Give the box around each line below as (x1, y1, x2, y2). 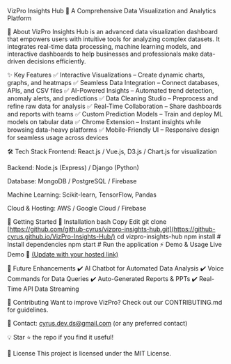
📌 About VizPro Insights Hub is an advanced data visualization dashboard (7, 28, 218, 36)
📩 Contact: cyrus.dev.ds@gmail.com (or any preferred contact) (7, 319, 188, 327)
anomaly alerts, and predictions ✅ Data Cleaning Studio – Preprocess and (7, 94, 218, 103)
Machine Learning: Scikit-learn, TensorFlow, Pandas (7, 190, 157, 199)
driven (7, 57, 26, 66)
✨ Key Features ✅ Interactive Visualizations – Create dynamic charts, (7, 70, 205, 79)
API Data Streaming (23, 285, 79, 293)
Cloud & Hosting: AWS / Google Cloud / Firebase (7, 204, 147, 212)
